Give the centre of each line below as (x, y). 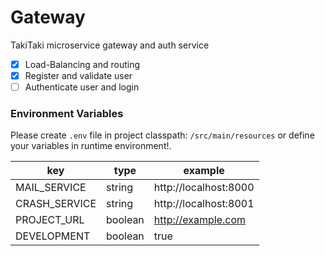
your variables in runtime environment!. (91, 146)
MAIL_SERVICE (51, 188)
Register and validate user (78, 75)
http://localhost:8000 (204, 188)
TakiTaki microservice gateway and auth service (110, 45)
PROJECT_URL (50, 220)
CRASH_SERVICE (56, 204)
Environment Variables (67, 114)
